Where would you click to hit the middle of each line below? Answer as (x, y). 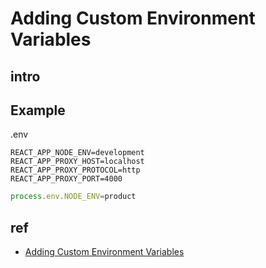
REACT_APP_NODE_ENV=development (77, 153)
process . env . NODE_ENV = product (73, 197)
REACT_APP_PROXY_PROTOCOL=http (75, 170)
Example (38, 110)
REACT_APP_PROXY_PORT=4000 (66, 179)
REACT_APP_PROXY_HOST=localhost (77, 162)
